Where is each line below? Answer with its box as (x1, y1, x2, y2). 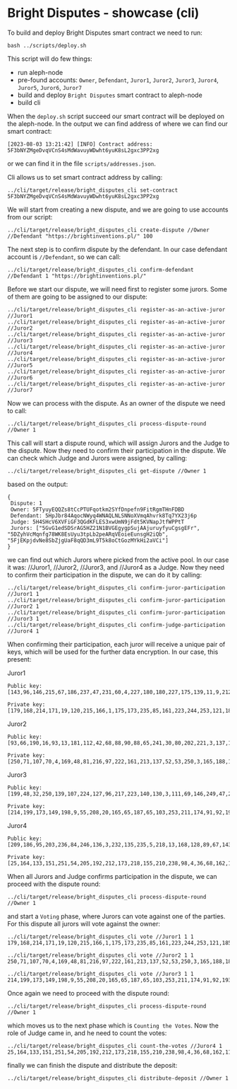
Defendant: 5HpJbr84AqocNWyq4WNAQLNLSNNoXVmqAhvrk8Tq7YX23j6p (10, 512, 197, 519)
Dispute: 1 (10, 500, 42, 507)
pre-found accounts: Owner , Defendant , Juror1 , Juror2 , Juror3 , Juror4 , (17, 76, 219, 84)
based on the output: (7, 480, 68, 488)
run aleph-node (17, 68, 63, 76)
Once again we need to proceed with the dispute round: (7, 989, 169, 997)
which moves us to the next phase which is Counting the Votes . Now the (7, 1021, 219, 1030)
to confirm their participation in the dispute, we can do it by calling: (7, 570, 202, 579)
